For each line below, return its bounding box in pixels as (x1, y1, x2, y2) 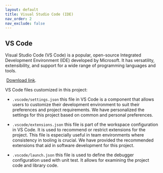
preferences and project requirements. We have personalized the (12, 107, 145, 113)
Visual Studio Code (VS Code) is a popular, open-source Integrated (5, 52, 141, 58)
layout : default (5, 7, 38, 12)
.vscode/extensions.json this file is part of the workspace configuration (12, 121, 159, 128)
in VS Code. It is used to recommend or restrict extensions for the (12, 127, 146, 133)
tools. (5, 68, 17, 74)
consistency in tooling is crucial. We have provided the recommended (12, 137, 154, 143)
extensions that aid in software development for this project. (12, 143, 134, 148)
